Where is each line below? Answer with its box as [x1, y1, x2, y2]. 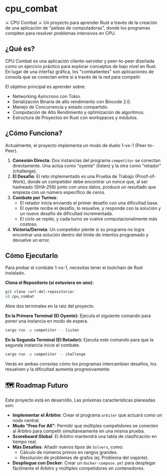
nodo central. [12, 417, 40, 423]
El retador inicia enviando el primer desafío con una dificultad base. [19, 199, 159, 205]
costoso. [19, 221, 38, 227]
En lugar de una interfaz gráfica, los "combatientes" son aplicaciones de [5, 68, 154, 74]
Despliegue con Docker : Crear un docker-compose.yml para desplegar [12, 459, 156, 465]
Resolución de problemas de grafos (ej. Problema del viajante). [19, 454, 149, 460]
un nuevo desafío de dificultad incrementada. [19, 210, 113, 216]
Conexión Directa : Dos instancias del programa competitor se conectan [12, 157, 161, 163]
